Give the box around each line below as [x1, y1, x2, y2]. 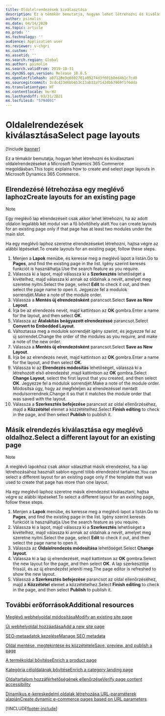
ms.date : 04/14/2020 [5, 21, 48, 26]
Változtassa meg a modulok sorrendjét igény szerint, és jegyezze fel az [12, 328, 156, 334]
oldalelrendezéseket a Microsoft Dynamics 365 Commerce [5, 161, 124, 167]
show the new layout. [12, 571, 56, 577]
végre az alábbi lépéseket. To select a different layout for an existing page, [5, 494, 155, 500]
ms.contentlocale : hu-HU [5, 89, 56, 94]
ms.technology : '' [5, 35, 43, 40]
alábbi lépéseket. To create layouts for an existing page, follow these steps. [5, 246, 156, 251]
